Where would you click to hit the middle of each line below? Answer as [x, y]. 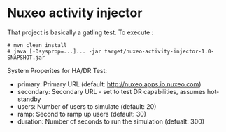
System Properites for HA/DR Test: [57, 70]
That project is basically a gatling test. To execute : [80, 32]
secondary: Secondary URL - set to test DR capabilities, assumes [111, 91]
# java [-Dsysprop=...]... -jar [54, 51]
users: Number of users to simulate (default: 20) [87, 106]
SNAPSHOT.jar [26, 58]
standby [29, 99]
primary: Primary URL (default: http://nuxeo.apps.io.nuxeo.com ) [109, 84]
